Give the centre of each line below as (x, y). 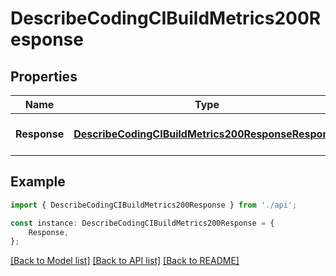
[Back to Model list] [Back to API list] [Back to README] (125, 261)
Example (38, 182)
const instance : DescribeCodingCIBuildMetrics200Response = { (142, 223)
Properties (44, 76)
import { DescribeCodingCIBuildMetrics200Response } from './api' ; (154, 205)
